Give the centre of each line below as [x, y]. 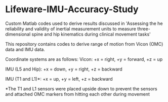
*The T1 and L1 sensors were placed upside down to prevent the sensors [81, 89]
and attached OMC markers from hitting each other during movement [78, 94]
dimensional [18, 34]
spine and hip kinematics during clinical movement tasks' [91, 34]
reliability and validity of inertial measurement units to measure [71, 28]
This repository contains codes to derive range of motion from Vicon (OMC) [84, 44]
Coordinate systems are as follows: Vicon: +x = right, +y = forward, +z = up [84, 59]
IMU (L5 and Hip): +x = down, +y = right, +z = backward [64, 69]
